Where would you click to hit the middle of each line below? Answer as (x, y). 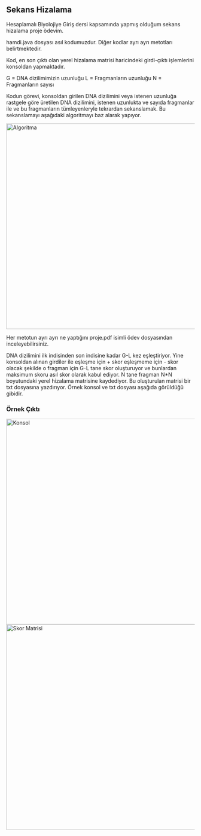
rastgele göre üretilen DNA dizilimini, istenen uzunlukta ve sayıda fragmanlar (100, 102)
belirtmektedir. (24, 48)
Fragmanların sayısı (30, 84)
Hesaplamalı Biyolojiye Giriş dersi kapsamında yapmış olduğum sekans (93, 24)
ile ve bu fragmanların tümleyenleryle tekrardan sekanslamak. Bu (86, 109)
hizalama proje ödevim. (35, 30)
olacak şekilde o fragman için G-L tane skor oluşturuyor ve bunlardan (92, 368)
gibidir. (15, 393)
